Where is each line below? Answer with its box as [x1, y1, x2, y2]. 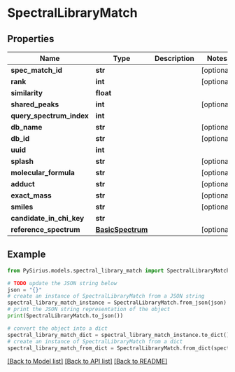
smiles [10, 202, 34, 212]
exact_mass [10, 191, 52, 200]
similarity [10, 88, 43, 97]
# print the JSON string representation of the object [7, 306, 171, 313]
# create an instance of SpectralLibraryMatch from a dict [7, 338, 183, 345]
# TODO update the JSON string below [7, 280, 117, 287]
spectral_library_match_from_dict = [7, 345, 114, 352]
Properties [7, 33, 55, 45]
